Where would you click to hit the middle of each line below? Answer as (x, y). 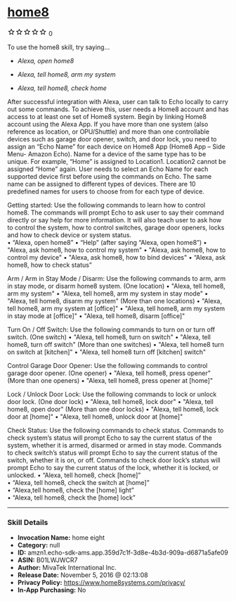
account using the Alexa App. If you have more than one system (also (108, 124)
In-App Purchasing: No (52, 590)
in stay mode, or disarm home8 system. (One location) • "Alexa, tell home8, (117, 286)
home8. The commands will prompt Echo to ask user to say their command (116, 213)
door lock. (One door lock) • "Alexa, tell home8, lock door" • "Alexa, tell (111, 401)
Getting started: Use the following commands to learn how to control (106, 205)
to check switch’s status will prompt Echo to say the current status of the (112, 453)
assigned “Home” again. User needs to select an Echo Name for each (108, 169)
